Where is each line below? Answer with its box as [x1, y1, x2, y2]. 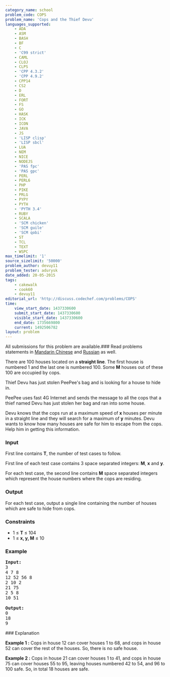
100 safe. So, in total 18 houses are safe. [5, 666, 90, 672]
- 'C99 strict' [14, 50, 47, 55]
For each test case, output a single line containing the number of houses [5, 500, 157, 506]
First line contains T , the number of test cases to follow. [5, 450, 122, 456]
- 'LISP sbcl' [14, 140, 44, 145]
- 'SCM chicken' [14, 221, 49, 226]
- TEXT [14, 244, 28, 250]
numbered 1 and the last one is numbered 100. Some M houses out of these [5, 364, 163, 370]
